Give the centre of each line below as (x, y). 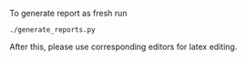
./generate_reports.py (52, 30)
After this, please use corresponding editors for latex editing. (123, 46)
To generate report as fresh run (68, 13)
